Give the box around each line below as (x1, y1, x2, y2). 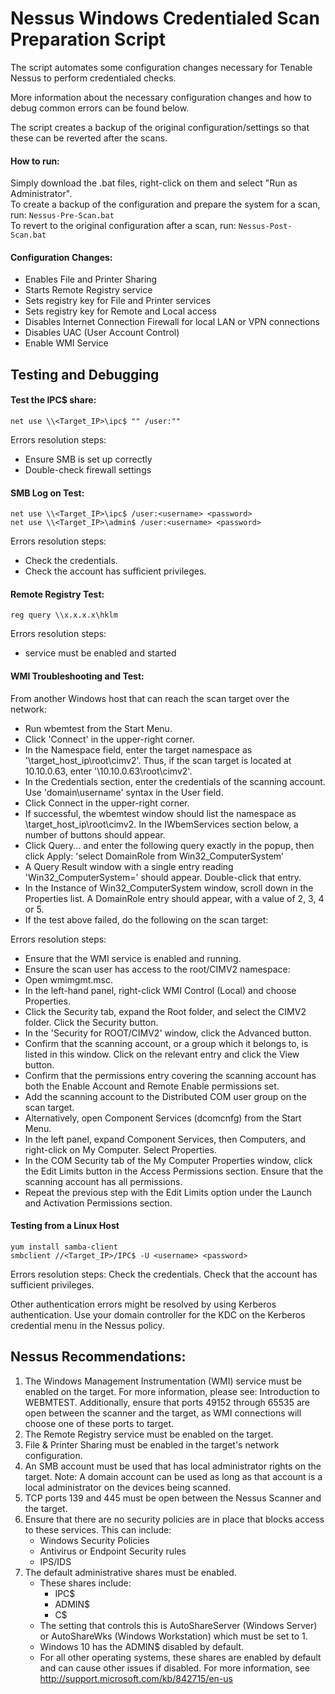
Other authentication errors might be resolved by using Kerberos (10, 1298, 277, 1310)
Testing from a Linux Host (10, 1220, 120, 1232)
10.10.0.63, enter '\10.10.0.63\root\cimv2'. (24, 765, 193, 777)
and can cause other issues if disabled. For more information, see (39, 1662, 311, 1674)
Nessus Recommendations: (10, 1348, 187, 1366)
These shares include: (39, 1577, 132, 1589)
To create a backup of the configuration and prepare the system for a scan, (10, 198, 321, 211)
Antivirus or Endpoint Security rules (39, 1545, 187, 1557)
